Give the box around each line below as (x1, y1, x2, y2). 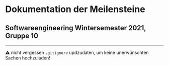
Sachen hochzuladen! (5, 55, 50, 61)
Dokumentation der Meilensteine (5, 4, 145, 15)
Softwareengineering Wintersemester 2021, (5, 24, 146, 32)
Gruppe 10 (5, 31, 39, 40)
